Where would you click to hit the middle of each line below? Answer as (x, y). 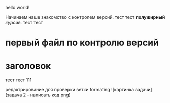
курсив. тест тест (24, 22)
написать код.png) (50, 95)
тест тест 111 (19, 80)
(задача (14, 95)
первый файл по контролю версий (82, 43)
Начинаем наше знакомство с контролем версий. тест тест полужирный (85, 17)
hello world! (18, 7)
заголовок (28, 66)
